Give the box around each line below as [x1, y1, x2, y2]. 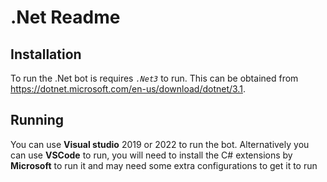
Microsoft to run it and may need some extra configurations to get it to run [10, 159, 318, 171]
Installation [10, 46, 82, 63]
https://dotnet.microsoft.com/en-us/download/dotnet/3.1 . [10, 83, 246, 95]
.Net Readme [10, 6, 121, 29]
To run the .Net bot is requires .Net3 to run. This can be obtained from [10, 72, 299, 84]
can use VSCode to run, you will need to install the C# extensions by [10, 149, 293, 161]
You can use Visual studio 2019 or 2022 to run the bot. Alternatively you [10, 138, 310, 150]
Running [10, 112, 65, 129]
